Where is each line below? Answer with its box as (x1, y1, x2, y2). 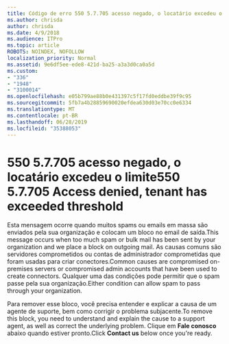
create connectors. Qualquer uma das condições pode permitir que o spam (7, 272, 220, 280)
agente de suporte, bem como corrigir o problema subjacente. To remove (7, 307, 213, 316)
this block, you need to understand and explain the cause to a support (7, 314, 206, 323)
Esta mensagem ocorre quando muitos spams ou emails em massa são (7, 221, 208, 229)
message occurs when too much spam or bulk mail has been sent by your (7, 236, 216, 244)
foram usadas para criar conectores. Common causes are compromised (7, 257, 209, 266)
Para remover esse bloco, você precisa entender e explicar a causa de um (7, 300, 217, 308)
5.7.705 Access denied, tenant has (7, 183, 208, 199)
